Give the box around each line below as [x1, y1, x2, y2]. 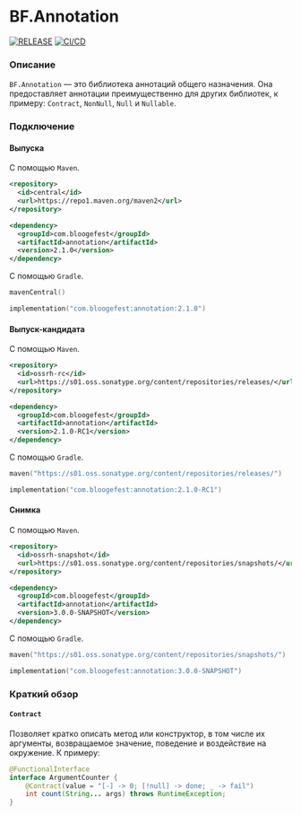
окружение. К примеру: [9, 747, 100, 758]
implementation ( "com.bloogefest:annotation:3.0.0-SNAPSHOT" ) [9, 666, 243, 675]
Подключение [9, 120, 75, 133]
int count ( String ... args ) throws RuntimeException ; [25, 790, 227, 799]
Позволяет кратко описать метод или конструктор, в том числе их [9, 728, 266, 739]
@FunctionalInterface [9, 765, 90, 774]
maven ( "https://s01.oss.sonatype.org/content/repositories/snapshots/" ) [9, 650, 287, 659]
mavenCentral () [9, 288, 66, 297]
